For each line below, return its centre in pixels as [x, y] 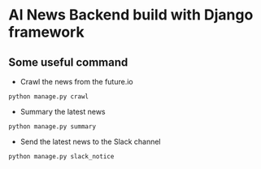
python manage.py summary [52, 127]
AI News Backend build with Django [131, 15]
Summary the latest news [63, 112]
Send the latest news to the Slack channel [90, 141]
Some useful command [68, 62]
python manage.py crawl [49, 97]
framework [46, 32]
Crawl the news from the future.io [76, 82]
